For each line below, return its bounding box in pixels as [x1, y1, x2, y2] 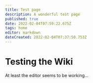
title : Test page [5, 7, 41, 12]
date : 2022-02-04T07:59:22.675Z [5, 21, 71, 26]
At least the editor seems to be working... [5, 72, 89, 78]
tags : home [5, 26, 28, 31]
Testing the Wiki [5, 56, 73, 67]
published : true [5, 16, 38, 21]
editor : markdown [5, 30, 41, 35]
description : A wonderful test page [5, 12, 80, 17]
